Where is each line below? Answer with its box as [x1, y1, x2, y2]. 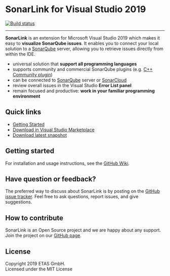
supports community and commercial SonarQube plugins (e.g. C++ [12, 66, 153, 72]
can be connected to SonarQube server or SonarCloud [12, 77, 127, 83]
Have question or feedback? [5, 175, 96, 183]
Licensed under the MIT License [5, 266, 72, 272]
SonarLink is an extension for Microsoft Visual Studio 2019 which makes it [5, 34, 160, 41]
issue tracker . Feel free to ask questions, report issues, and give [5, 193, 139, 200]
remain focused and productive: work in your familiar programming [12, 88, 155, 94]
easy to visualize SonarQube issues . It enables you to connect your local [5, 40, 159, 46]
